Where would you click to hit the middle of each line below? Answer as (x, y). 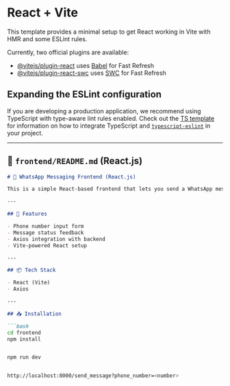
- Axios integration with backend (56, 239)
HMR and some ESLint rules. (47, 38)
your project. (25, 133)
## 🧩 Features (27, 214)
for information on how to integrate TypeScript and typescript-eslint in (109, 126)
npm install (24, 339)
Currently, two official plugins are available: (68, 52)
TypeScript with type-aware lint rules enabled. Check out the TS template (111, 118)
